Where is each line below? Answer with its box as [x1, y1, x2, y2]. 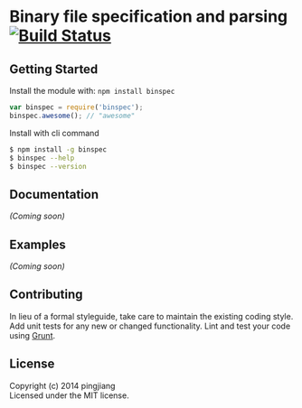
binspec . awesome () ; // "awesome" [9, 111, 136, 120]
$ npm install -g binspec [9, 144, 107, 154]
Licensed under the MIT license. [9, 390, 129, 401]
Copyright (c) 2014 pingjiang [9, 380, 116, 391]
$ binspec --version [9, 162, 88, 171]
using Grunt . [9, 329, 56, 340]
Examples [9, 236, 66, 252]
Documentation [9, 187, 99, 202]
